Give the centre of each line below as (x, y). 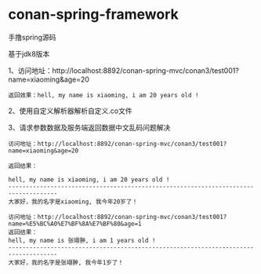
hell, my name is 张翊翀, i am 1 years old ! (82, 240)
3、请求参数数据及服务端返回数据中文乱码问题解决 (89, 127)
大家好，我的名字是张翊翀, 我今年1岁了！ (66, 262)
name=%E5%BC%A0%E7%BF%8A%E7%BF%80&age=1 (75, 224)
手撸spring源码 (32, 37)
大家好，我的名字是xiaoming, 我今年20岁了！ (73, 202)
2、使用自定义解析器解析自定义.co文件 (70, 111)
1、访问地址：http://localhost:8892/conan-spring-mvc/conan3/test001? (123, 70)
